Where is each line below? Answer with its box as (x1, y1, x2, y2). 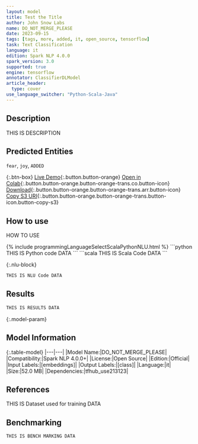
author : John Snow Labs (6, 20, 65, 26)
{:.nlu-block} (6, 261, 37, 268)
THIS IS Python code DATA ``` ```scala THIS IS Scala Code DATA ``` (6, 250, 168, 257)
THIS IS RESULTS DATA (6, 305, 60, 310)
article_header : (6, 81, 46, 87)
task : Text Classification (6, 42, 73, 48)
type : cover (11, 86, 41, 92)
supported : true (6, 64, 46, 70)
